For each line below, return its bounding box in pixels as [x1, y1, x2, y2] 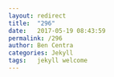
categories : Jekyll [8, 49, 74, 57]
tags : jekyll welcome [8, 57, 88, 65]
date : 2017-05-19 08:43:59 [8, 26, 106, 34]
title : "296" [8, 19, 56, 27]
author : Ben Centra [8, 42, 74, 50]
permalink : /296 [8, 34, 63, 43]
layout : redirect [8, 11, 67, 20]
